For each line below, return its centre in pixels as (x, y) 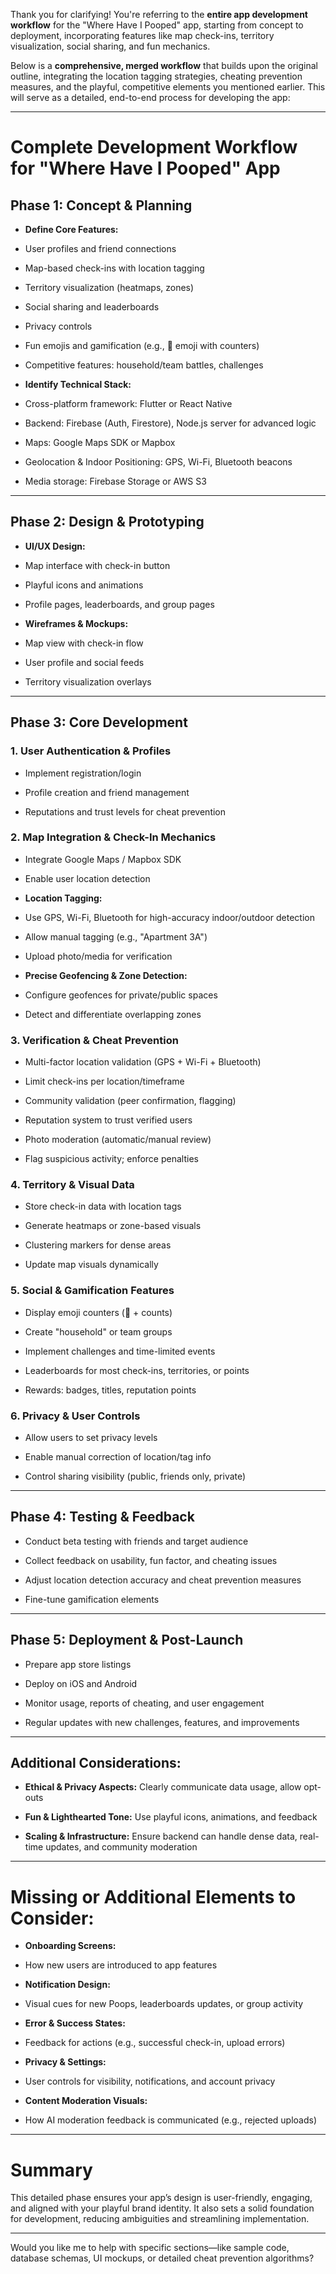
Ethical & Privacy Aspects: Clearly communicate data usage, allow (163, 1787)
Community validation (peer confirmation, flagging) (130, 1101)
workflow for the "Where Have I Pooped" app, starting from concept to (157, 25)
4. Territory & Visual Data (72, 1185)
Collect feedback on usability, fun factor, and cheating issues (151, 1560)
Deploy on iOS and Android (81, 1683)
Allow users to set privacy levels (91, 1437)
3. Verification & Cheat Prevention (94, 1040)
